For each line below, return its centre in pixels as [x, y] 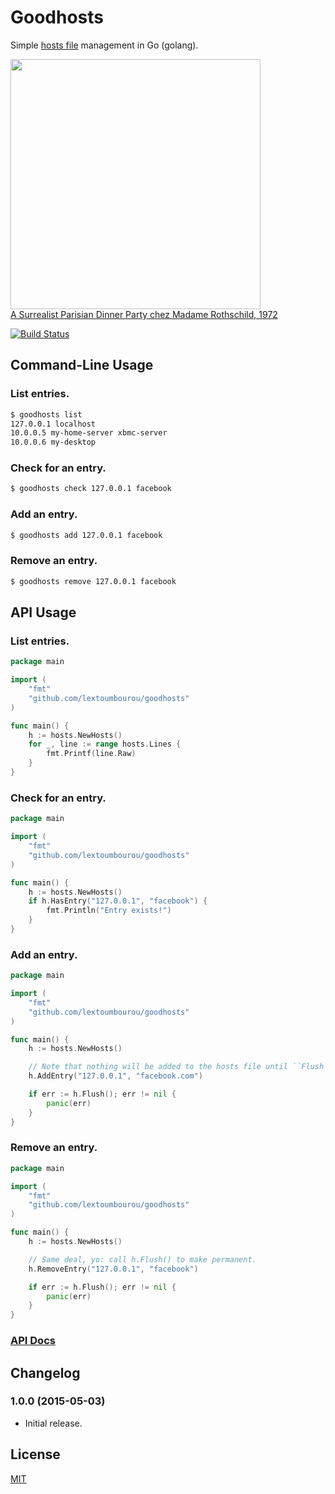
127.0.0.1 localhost [53, 424]
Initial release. [53, 1423]
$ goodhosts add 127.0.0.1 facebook [86, 535]
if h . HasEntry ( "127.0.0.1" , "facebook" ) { [118, 901]
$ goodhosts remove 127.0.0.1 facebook [93, 581]
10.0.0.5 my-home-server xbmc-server [89, 433]
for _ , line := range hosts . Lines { [105, 744]
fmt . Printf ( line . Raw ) [91, 754]
